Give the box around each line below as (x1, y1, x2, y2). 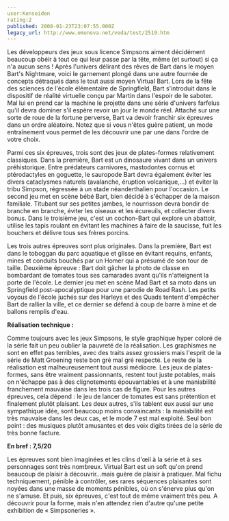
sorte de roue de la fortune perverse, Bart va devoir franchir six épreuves (7, 114, 213, 122)
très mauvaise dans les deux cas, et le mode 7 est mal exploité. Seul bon (7, 414, 212, 422)
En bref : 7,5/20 (7, 442, 52, 450)
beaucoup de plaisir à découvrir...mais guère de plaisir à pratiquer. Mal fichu (7, 470, 222, 478)
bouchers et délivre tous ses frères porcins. (7, 229, 130, 237)
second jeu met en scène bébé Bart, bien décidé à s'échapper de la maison (7, 193, 220, 201)
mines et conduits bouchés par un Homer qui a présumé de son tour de (7, 256, 208, 265)
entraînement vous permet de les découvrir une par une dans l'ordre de (7, 128, 209, 136)
